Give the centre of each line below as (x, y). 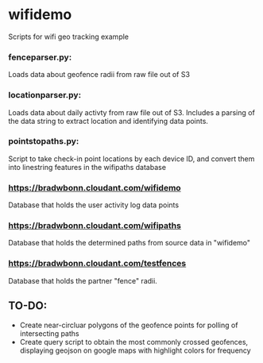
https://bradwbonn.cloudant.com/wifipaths (95, 226)
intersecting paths (49, 333)
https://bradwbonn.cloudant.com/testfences (97, 264)
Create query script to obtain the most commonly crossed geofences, (134, 342)
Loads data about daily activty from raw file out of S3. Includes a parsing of (132, 112)
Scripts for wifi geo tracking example (69, 37)
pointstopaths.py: (44, 141)
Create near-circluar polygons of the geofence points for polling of (129, 325)
